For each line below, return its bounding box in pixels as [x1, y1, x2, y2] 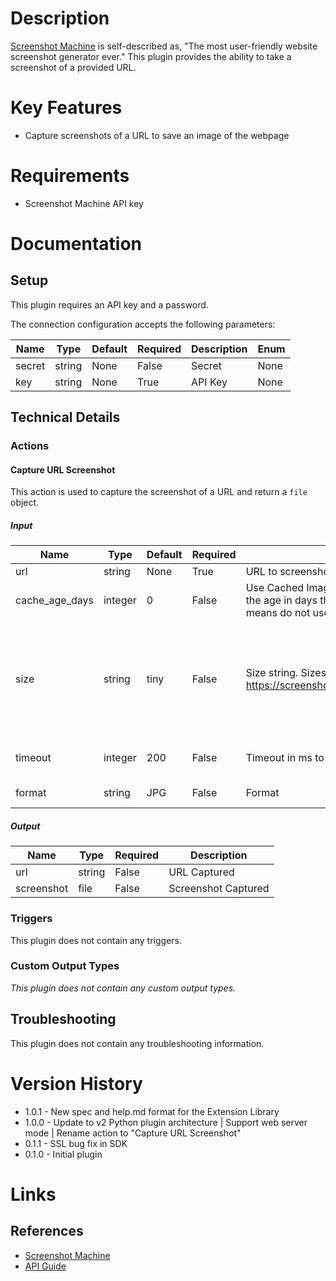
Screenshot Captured [168, 882, 270, 896]
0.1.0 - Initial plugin [24, 1148, 103, 1160]
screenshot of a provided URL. [10, 61, 137, 73]
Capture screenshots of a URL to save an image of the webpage [24, 129, 290, 141]
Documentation [10, 233, 143, 255]
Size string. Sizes [245, 666, 327, 680]
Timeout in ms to [245, 751, 325, 765]
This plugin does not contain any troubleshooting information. [10, 1037, 265, 1049]
